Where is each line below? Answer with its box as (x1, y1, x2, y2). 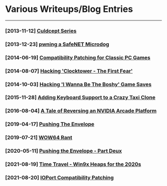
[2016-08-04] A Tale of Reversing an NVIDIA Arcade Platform (5, 107, 157, 114)
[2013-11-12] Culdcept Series (5, 27, 77, 34)
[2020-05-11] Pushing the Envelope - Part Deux (5, 148, 122, 155)
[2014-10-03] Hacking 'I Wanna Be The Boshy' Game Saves (5, 81, 152, 88)
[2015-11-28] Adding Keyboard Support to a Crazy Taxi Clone (5, 94, 156, 101)
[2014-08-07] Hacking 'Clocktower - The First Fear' (5, 67, 133, 74)
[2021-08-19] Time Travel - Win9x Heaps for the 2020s (5, 161, 142, 168)
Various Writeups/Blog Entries (5, 3, 133, 15)
